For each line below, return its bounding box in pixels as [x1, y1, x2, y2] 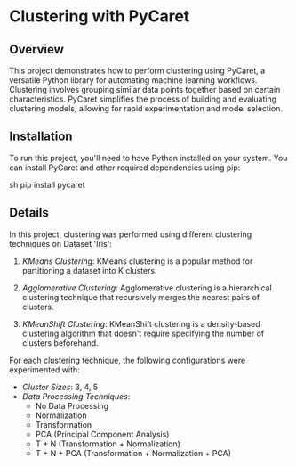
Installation [9, 129, 73, 144]
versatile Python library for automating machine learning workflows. [9, 75, 258, 86]
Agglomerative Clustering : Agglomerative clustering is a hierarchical [21, 282, 273, 293]
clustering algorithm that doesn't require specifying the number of [21, 328, 265, 339]
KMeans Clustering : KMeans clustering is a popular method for [21, 256, 253, 266]
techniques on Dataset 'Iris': [9, 238, 113, 249]
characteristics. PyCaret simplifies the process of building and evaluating [9, 94, 277, 104]
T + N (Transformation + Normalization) [35, 438, 180, 449]
